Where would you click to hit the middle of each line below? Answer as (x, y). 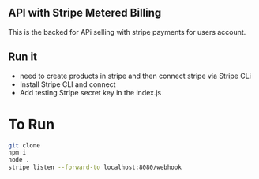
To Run (32, 124)
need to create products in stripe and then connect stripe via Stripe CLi (135, 76)
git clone (24, 145)
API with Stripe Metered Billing (85, 13)
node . (19, 160)
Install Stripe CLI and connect (68, 84)
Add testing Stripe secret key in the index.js (90, 92)
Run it (23, 57)
